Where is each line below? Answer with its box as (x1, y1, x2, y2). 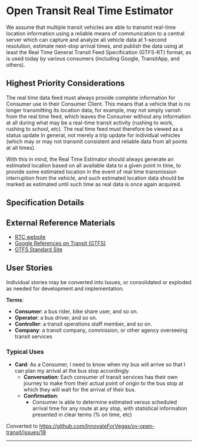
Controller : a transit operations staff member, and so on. (14, 320, 152, 327)
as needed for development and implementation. (6, 285, 124, 292)
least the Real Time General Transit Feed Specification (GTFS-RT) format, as (6, 48, 192, 55)
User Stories (6, 263, 53, 273)
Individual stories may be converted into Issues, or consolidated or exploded (6, 278, 192, 285)
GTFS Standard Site (14, 246, 63, 253)
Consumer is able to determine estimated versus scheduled (32, 399, 177, 406)
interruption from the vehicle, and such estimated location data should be (6, 174, 184, 181)
